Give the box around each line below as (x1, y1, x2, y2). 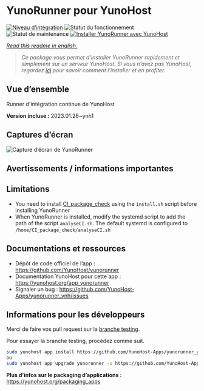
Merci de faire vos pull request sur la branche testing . (6, 325, 140, 333)
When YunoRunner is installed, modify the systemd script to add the (15, 213, 186, 220)
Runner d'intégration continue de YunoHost (6, 100, 115, 107)
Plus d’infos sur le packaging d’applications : (6, 372, 122, 379)
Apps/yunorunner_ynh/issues (15, 292, 89, 299)
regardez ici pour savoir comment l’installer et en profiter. (21, 66, 166, 73)
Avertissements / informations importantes (6, 163, 174, 174)
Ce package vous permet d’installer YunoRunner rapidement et (21, 53, 180, 61)
